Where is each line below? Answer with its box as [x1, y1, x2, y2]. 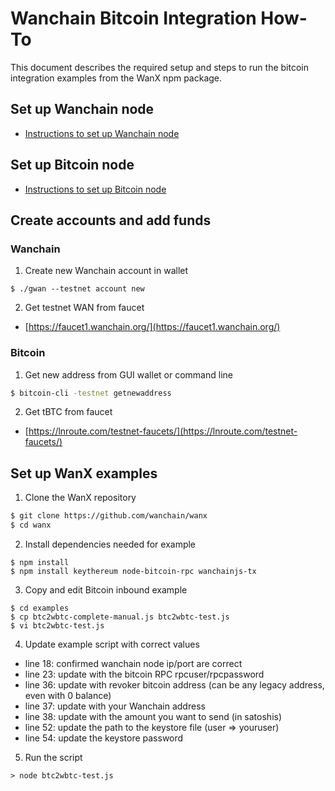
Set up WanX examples [10, 465, 158, 482]
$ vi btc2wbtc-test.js [10, 620, 105, 631]
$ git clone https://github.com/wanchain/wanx [10, 511, 208, 521]
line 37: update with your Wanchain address [24, 700, 206, 712]
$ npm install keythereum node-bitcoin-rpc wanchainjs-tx [10, 566, 257, 576]
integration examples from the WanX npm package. [10, 72, 223, 84]
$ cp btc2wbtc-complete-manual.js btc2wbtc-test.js [10, 612, 230, 622]
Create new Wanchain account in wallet [24, 265, 189, 277]
